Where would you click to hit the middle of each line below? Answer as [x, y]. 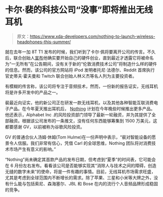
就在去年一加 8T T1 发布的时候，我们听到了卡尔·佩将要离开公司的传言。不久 [81, 52]
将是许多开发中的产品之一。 [33, 92]
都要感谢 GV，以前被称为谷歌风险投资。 [45, 127]
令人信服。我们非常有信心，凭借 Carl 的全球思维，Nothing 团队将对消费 [80, 143]
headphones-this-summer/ [44, 42]
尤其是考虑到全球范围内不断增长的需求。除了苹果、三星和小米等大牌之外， [79, 178]
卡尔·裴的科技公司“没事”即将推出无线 [79, 10]
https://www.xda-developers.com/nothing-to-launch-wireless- [92, 36]
